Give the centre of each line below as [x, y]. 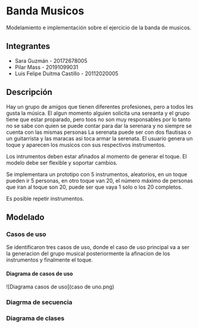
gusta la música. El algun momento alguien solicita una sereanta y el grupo [98, 113]
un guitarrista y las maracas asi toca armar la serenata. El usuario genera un [99, 138]
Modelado [25, 217]
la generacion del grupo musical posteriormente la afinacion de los [88, 254]
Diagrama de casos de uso [40, 274]
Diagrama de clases [35, 318]
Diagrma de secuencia [39, 302]
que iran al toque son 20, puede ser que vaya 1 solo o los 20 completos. [94, 187]
